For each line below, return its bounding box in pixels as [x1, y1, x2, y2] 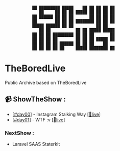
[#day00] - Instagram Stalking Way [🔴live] [12, 111, 101, 117]
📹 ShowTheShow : [5, 95, 66, 104]
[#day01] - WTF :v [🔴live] [12, 116, 65, 123]
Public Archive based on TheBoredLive [5, 79, 87, 85]
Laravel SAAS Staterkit [12, 141, 60, 147]
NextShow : [5, 129, 34, 136]
